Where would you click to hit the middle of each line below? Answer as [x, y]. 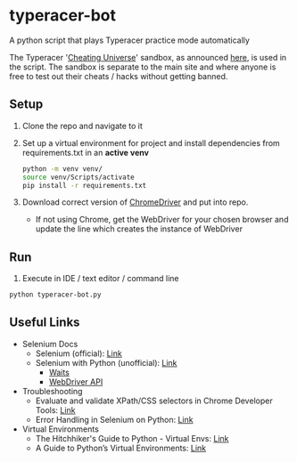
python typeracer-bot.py [55, 295]
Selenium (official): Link [78, 353]
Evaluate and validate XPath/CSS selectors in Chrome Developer [154, 401]
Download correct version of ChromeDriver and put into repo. [135, 202]
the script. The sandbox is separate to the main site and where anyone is [143, 67]
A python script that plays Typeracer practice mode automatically [129, 40]
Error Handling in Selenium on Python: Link [114, 419]
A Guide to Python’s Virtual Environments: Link [121, 448]
